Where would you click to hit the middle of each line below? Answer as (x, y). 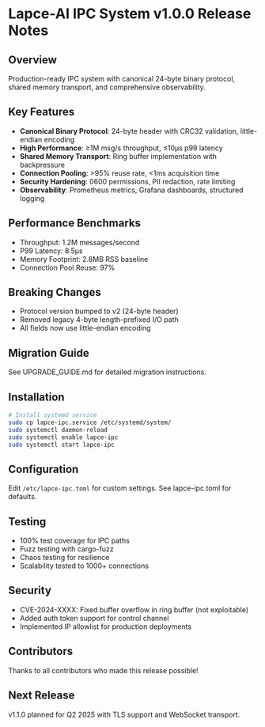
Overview (33, 60)
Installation (36, 397)
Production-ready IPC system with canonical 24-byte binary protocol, (122, 79)
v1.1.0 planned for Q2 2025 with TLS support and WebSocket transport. (124, 714)
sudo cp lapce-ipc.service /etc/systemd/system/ (90, 422)
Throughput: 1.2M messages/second (79, 242)
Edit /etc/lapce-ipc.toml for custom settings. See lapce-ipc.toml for (120, 488)
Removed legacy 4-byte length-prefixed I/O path (99, 320)
